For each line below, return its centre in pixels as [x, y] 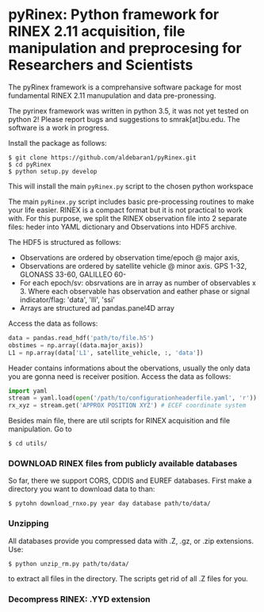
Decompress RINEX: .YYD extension [79, 599]
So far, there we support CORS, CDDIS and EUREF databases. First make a [130, 480]
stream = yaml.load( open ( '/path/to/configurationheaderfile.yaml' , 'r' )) [133, 398]
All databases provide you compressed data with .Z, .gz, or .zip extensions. [131, 541]
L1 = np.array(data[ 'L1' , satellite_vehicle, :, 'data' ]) [106, 353]
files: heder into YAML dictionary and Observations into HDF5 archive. [123, 227]
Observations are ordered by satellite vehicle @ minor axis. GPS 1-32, [133, 266]
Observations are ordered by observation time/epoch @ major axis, [130, 257]
